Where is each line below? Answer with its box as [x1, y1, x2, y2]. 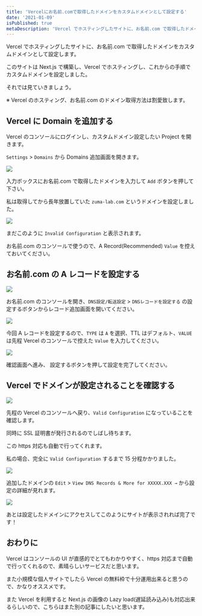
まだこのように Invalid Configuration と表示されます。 [6, 230, 144, 237]
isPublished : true [6, 20, 52, 26]
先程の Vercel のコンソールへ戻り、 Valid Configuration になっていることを [6, 408, 194, 416]
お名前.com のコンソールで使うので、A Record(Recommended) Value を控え [6, 243, 195, 250]
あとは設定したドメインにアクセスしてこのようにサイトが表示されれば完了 [6, 510, 191, 518]
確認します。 [6, 416, 38, 424]
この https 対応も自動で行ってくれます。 [6, 442, 105, 449]
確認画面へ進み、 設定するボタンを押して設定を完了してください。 [6, 361, 171, 368]
